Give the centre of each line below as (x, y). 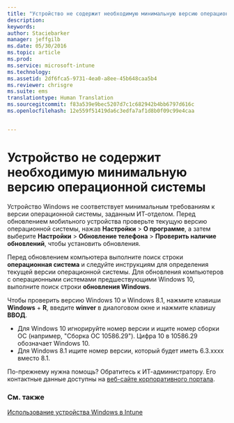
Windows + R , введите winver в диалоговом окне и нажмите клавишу (111, 307)
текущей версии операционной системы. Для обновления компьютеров (116, 272)
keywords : (22, 26)
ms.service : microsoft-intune (51, 66)
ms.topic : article (34, 53)
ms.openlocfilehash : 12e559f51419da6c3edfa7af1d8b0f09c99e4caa (101, 111)
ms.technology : (29, 72)
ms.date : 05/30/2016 (37, 46)
